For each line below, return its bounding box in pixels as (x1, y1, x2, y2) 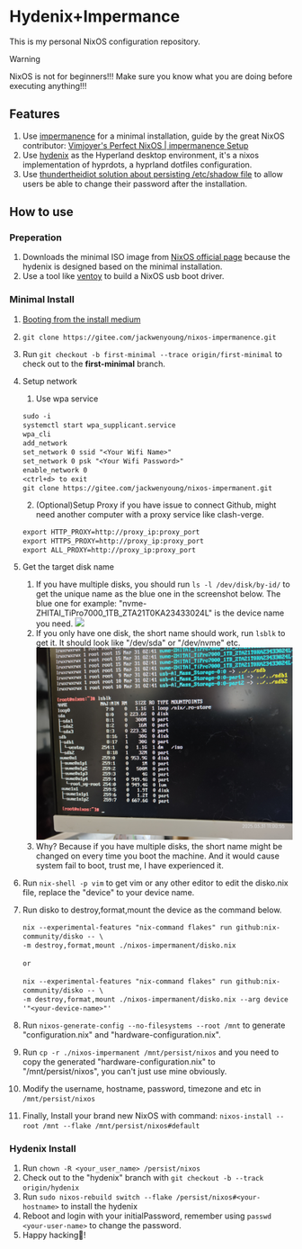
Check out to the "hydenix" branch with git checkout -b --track (22, 1173, 264, 1183)
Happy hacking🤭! (22, 1230, 87, 1241)
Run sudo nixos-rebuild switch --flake (22, 1191, 173, 1202)
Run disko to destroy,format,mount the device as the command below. (22, 904, 282, 915)
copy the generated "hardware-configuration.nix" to (22, 1056, 216, 1067)
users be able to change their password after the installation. (22, 178, 248, 189)
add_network (22, 438, 67, 447)
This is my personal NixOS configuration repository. (9, 36, 200, 47)
